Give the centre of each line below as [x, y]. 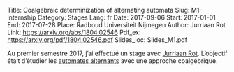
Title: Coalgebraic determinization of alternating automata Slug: [98, 10]
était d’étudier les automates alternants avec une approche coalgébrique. [112, 61]
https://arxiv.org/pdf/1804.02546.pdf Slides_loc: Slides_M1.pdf [97, 40]
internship [22, 17]
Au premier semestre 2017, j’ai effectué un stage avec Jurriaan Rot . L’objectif [117, 53]
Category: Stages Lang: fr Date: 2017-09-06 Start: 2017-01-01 [126, 17]
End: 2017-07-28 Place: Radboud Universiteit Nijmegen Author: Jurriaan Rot [116, 25]
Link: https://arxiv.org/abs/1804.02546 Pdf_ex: [74, 32]
